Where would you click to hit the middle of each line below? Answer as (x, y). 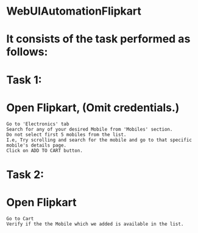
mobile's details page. (37, 145)
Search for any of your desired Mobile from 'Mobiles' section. (90, 129)
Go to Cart (20, 218)
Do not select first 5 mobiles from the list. (66, 134)
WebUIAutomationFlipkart (74, 11)
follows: (27, 52)
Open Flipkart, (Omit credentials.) (93, 107)
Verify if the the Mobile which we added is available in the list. (95, 224)
